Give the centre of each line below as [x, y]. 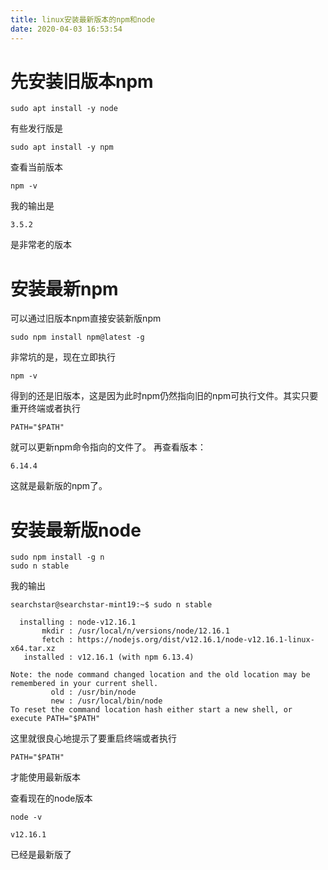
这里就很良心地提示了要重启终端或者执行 [93, 738]
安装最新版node [76, 530]
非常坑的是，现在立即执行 [63, 357]
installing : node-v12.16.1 [78, 622]
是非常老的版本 [41, 245]
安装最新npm [64, 288]
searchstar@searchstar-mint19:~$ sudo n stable [111, 605]
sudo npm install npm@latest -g [77, 337]
